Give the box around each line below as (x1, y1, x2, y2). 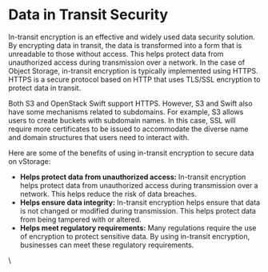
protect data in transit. (8, 82, 82, 93)
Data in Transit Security (8, 6, 169, 24)
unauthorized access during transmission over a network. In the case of (8, 58, 246, 67)
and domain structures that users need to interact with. (8, 132, 190, 142)
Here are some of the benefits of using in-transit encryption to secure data (8, 148, 254, 158)
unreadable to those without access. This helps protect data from (8, 49, 224, 58)
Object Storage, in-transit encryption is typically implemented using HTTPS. (8, 66, 258, 75)
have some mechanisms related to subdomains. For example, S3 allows (8, 106, 244, 117)
